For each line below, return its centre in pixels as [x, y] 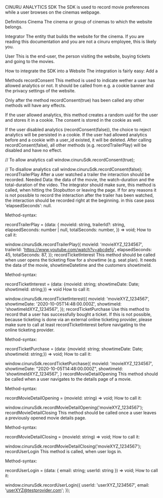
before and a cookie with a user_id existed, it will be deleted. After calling [78, 140]
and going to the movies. [30, 61]
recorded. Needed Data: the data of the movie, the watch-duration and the [80, 180]
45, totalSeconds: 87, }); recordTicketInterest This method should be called [80, 255]
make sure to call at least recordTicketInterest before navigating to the [75, 325]
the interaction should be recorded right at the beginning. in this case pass [80, 200]
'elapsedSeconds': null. [28, 206]
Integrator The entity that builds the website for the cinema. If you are [75, 36]
